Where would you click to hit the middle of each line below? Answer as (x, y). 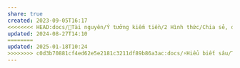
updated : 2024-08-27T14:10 (47, 34)
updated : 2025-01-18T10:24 (47, 47)
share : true (25, 14)
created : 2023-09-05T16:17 (47, 21)
